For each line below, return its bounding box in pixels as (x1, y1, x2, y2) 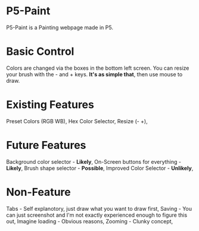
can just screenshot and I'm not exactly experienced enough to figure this (6, 211, 188, 218)
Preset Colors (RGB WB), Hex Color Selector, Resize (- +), (6, 117, 148, 124)
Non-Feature (6, 185, 71, 199)
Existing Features (6, 98, 94, 111)
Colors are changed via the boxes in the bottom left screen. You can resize (6, 64, 189, 71)
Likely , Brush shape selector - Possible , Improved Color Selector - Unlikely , (6, 164, 194, 171)
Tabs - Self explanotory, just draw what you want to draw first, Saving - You (6, 205, 192, 212)
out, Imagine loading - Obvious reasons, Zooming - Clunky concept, (6, 217, 173, 224)
